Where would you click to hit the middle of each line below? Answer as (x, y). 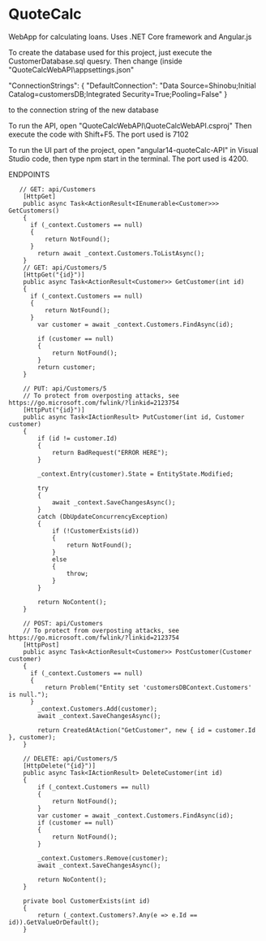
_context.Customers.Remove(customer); (103, 858)
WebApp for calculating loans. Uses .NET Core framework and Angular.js (130, 37)
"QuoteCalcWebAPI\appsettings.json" (71, 69)
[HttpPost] (41, 645)
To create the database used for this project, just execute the (110, 52)
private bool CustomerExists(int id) (87, 901)
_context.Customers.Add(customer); (98, 708)
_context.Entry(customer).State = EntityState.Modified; (135, 474)
